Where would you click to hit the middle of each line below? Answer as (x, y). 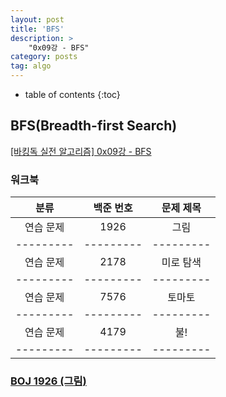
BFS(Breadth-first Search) (94, 126)
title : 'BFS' (37, 29)
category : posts (44, 57)
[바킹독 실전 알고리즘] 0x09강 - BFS (81, 151)
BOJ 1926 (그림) (48, 381)
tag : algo (31, 66)
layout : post (37, 19)
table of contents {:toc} (72, 94)
